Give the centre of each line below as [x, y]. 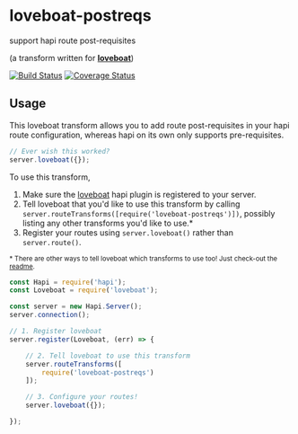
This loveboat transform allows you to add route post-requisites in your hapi [149, 125]
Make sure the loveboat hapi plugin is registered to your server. [139, 194]
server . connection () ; [50, 315]
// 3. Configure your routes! [82, 397]
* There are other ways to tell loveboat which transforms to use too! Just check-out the [144, 258]
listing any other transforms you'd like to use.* [108, 223]
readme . [22, 266]
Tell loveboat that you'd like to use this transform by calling [131, 204]
